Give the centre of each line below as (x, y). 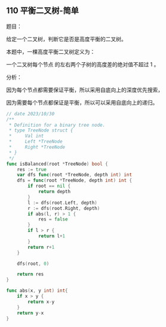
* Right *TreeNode (37, 147)
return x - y (41, 302)
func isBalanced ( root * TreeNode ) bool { (57, 164)
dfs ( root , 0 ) (33, 264)
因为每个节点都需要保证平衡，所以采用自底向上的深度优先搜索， (84, 90)
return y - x (30, 313)
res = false (53, 219)
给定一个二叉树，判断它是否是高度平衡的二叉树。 (66, 39)
